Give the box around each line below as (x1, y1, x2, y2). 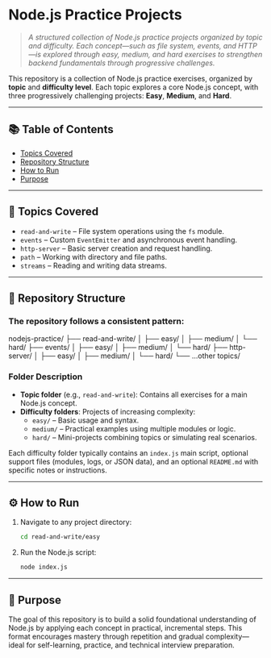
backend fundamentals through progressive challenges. (27, 58, 215, 68)
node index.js (19, 563, 68, 572)
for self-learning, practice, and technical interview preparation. (26, 639, 236, 650)
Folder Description (8, 371, 83, 382)
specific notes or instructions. (8, 465, 107, 475)
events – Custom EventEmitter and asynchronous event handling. (19, 235, 238, 244)
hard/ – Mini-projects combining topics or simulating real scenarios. (31, 432, 257, 442)
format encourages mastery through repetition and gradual (8, 631, 204, 641)
